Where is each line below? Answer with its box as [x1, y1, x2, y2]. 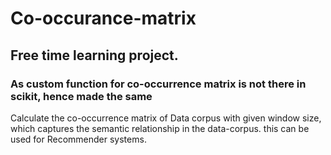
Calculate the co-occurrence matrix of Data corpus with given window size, [10, 112, 322, 124]
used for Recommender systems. [10, 133, 147, 145]
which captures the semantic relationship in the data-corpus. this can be [10, 122, 310, 134]
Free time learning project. [10, 47, 179, 64]
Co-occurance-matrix [10, 7, 197, 30]
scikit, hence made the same [10, 89, 153, 103]
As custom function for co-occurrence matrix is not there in [10, 77, 307, 91]
